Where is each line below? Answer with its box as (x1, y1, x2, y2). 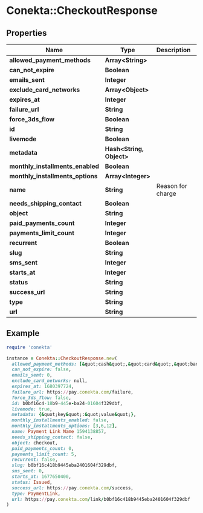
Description (156, 46, 191, 54)
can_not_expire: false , (11, 366, 71, 373)
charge (156, 189, 176, 198)
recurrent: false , (11, 457, 59, 463)
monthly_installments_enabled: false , (11, 417, 110, 423)
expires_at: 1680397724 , (11, 383, 74, 390)
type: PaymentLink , (11, 491, 61, 497)
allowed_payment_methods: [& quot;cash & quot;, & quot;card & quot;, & (11, 361, 177, 367)
